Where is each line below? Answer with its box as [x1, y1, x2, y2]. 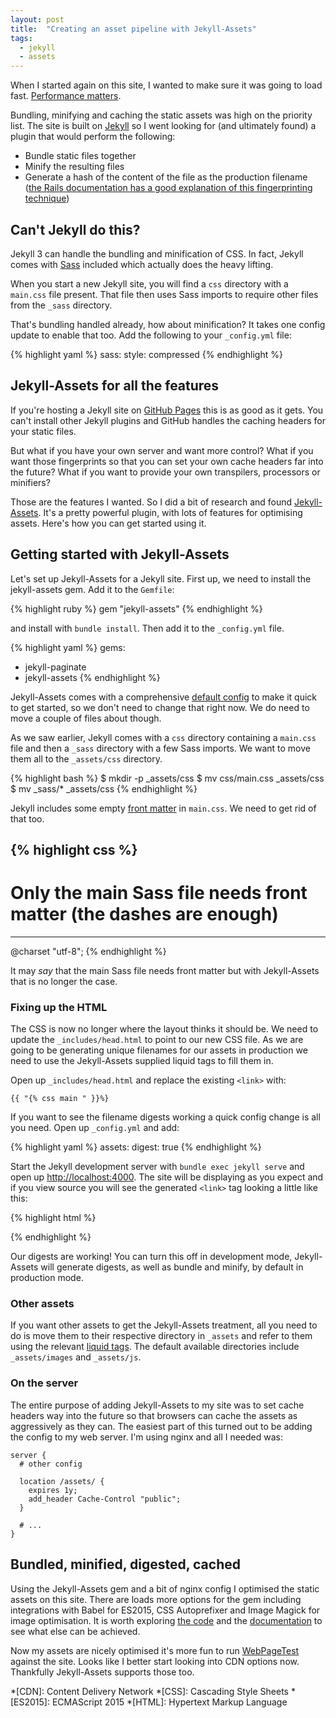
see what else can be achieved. [10, 1625, 141, 1637]
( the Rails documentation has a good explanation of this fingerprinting [24, 182, 313, 194]
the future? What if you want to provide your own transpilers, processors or [10, 466, 321, 478]
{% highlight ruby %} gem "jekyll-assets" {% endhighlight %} [10, 602, 263, 615]
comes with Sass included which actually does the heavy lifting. [10, 258, 274, 270]
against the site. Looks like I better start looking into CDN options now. [10, 1655, 300, 1667]
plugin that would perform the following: [10, 131, 176, 143]
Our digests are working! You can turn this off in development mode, [10, 1251, 293, 1263]
